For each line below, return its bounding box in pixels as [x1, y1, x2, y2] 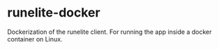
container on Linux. [7, 35, 63, 43]
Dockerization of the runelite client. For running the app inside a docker [7, 28, 212, 36]
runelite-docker [7, 5, 100, 21]
